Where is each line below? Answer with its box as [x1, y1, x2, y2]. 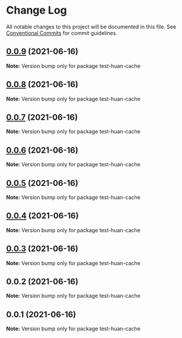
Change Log [6, 4, 67, 17]
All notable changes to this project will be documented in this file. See [6, 23, 177, 30]
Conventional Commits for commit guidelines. [6, 29, 117, 36]
